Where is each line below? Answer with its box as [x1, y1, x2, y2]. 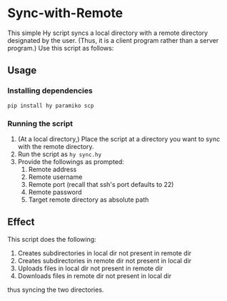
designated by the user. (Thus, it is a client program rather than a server [7, 36, 219, 44]
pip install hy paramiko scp [7, 102, 94, 109]
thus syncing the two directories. [7, 285, 104, 294]
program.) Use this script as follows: [7, 44, 114, 52]
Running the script [7, 118, 74, 128]
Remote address [28, 165, 77, 173]
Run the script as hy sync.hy [17, 150, 102, 158]
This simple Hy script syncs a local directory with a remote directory [7, 29, 208, 37]
